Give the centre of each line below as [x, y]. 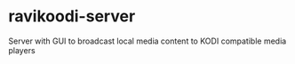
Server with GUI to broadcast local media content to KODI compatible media [147, 41]
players [22, 50]
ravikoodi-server [72, 16]
